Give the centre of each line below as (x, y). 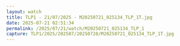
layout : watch (24, 12)
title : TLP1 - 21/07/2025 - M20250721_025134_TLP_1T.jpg (79, 17)
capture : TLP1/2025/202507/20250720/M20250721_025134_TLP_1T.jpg (90, 34)
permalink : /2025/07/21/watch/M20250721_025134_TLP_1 (76, 28)
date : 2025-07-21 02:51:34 (40, 23)
